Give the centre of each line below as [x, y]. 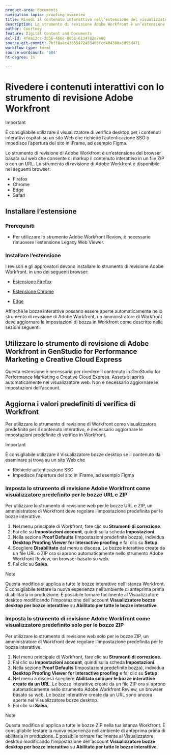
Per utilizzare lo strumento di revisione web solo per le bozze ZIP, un [77, 636]
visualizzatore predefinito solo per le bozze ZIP [65, 625]
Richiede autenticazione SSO [43, 470]
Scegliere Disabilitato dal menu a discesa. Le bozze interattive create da [89, 548]
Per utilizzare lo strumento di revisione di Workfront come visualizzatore [81, 424]
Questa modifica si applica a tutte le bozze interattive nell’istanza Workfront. [85, 584]
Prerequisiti [20, 226]
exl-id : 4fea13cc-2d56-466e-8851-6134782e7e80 [55, 39]
